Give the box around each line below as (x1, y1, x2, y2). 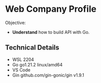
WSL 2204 (12, 56, 34, 62)
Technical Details (5, 43, 60, 52)
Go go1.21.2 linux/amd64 (12, 61, 63, 67)
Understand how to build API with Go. (12, 29, 90, 35)
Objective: (5, 20, 26, 26)
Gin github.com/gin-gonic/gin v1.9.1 (12, 72, 85, 78)
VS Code (12, 67, 31, 73)
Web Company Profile (5, 3, 97, 15)
